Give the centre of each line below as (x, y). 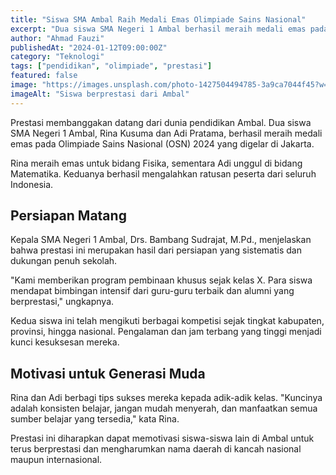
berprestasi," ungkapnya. (62, 302)
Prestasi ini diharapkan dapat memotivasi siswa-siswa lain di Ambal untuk (162, 438)
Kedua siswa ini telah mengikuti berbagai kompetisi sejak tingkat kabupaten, (167, 321)
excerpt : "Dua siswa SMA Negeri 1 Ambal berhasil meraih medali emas (158, 29)
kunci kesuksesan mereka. (65, 342)
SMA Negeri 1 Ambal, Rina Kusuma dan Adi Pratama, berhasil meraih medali (166, 133)
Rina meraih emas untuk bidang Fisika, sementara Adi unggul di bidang (156, 163)
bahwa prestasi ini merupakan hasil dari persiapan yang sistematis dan (156, 250)
